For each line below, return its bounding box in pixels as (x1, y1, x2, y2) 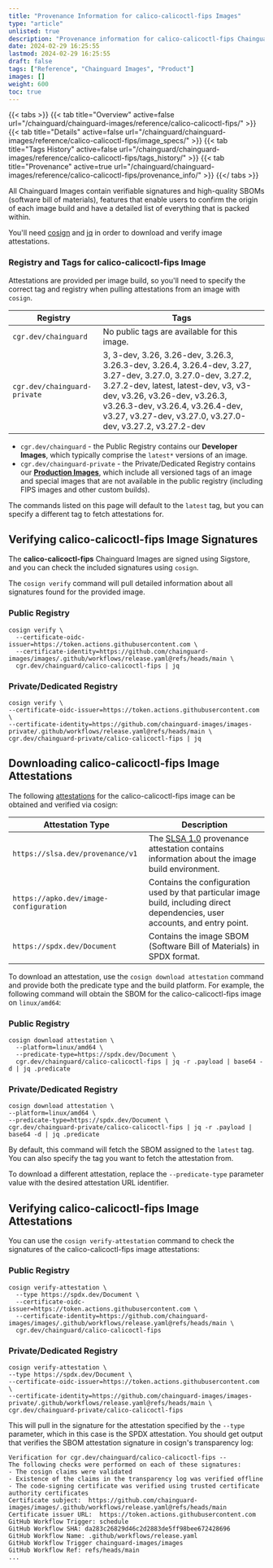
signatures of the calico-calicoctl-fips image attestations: (8, 1245, 201, 1255)
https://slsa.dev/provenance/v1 (12, 848, 138, 858)
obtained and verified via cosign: (8, 799, 119, 809)
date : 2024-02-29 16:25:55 (8, 42, 100, 50)
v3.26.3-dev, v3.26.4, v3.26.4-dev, (102, 400, 244, 411)
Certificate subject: (8, 1496, 82, 1504)
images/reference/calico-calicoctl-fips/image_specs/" (8, 136, 190, 146)
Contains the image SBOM (148, 930, 249, 941)
